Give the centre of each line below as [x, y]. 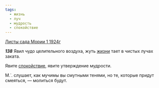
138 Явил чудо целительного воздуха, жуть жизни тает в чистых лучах [79, 51]
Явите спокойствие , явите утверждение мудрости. [58, 66]
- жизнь [17, 14]
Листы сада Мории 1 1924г [33, 42]
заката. [13, 56]
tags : [11, 10]
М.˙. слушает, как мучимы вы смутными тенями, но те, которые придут [79, 75]
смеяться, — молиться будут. [36, 81]
